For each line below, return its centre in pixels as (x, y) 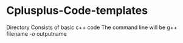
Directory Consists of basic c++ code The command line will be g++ (92, 27)
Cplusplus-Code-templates (77, 11)
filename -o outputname (36, 33)
